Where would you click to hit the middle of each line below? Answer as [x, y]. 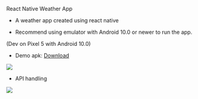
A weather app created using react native [67, 20]
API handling [31, 78]
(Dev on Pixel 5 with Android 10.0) [49, 44]
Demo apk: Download [42, 56]
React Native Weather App [39, 9]
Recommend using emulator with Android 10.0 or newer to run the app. [104, 32]
